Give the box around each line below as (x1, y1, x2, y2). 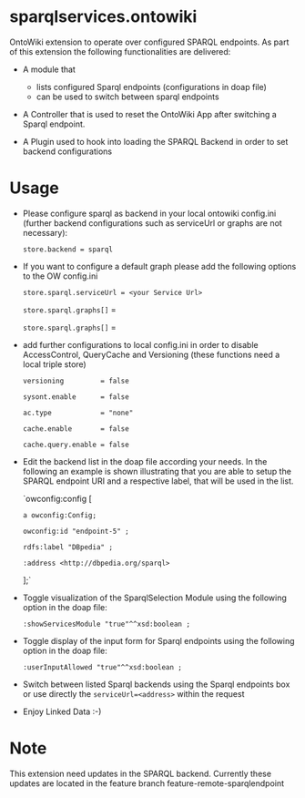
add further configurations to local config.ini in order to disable (22, 339, 259, 350)
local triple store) (22, 358, 86, 370)
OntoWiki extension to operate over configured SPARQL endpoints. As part (9, 36, 290, 47)
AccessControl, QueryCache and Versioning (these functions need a (22, 349, 280, 360)
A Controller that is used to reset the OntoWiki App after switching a (22, 108, 278, 119)
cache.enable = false (22, 424, 129, 434)
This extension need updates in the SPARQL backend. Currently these (9, 768, 271, 779)
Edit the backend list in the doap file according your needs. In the (22, 455, 268, 466)
